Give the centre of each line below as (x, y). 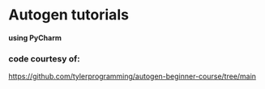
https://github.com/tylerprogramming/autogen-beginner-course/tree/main (132, 76)
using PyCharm (35, 37)
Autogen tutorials (69, 15)
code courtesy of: (44, 58)
